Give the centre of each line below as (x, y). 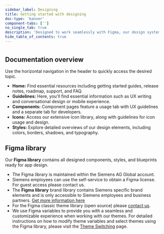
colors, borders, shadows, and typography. (55, 133)
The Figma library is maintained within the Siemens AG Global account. (83, 174)
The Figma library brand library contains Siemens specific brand (77, 190)
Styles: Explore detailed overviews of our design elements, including (82, 128)
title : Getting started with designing (46, 14)
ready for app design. (27, 165)
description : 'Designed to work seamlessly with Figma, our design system (83, 32)
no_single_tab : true (26, 28)
